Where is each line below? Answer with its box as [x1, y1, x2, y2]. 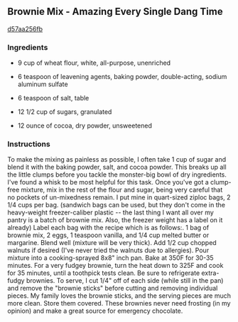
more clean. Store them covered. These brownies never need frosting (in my [7, 299, 231, 308]
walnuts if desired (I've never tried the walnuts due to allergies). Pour [7, 246, 210, 255]
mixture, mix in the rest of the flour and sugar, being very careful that [21, 185, 223, 194]
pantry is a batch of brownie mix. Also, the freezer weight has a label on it [7, 216, 223, 224]
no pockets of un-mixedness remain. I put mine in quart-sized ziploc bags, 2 [7, 193, 231, 202]
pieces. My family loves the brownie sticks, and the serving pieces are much [7, 291, 231, 300]
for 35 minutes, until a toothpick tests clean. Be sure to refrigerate [7, 269, 200, 277]
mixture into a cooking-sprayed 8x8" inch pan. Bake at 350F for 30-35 [7, 254, 215, 262]
